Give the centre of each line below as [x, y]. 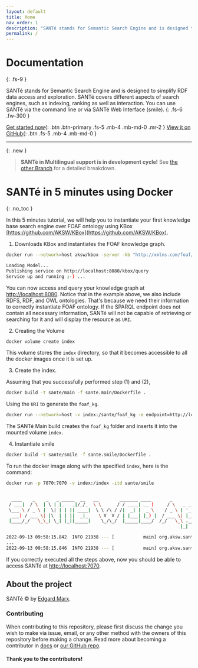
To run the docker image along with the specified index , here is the [87, 466]
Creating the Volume [39, 330]
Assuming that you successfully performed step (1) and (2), [78, 382]
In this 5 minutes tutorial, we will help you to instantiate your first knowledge [98, 220]
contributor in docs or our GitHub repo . [54, 646]
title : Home [21, 17]
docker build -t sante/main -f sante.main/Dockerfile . [76, 393]
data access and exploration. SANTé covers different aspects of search [93, 97]
